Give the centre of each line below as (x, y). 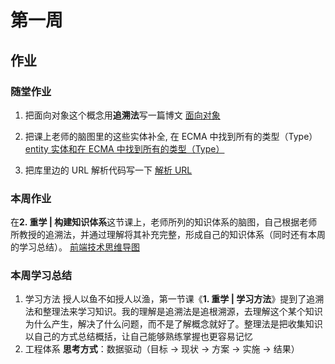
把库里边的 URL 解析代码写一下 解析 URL (108, 170)
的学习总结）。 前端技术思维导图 (75, 247)
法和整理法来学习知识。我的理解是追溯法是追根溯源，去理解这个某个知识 (173, 312)
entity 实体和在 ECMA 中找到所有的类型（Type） (124, 148)
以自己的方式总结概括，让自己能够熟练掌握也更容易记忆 (138, 337)
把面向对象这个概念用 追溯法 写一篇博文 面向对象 (122, 115)
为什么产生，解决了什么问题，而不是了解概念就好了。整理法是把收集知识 (173, 324)
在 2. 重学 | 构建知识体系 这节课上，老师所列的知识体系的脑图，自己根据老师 (164, 222)
